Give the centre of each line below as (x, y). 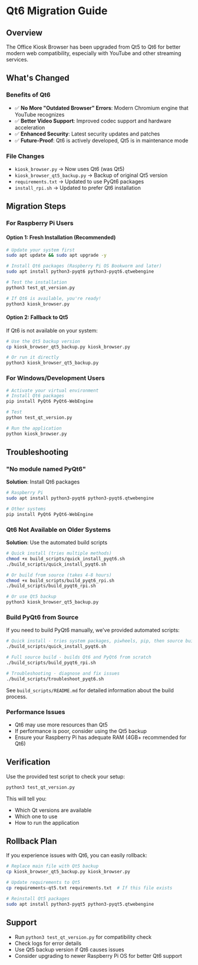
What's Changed (38, 78)
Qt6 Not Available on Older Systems (58, 530)
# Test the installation (37, 282)
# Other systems (26, 509)
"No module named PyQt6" (46, 469)
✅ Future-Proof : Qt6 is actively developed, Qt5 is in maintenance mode (101, 140)
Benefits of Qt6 (29, 95)
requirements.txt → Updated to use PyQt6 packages (79, 181)
